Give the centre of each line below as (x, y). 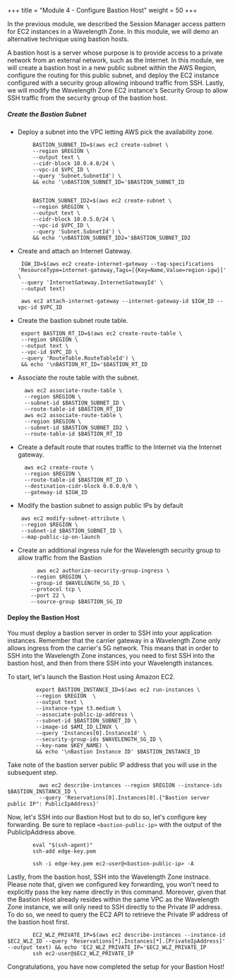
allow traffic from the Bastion (60, 557)
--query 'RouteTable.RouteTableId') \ (78, 358)
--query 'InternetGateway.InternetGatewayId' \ (92, 283)
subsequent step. (33, 773)
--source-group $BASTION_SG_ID (77, 601)
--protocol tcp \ (56, 589)
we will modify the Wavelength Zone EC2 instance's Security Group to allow (117, 90)
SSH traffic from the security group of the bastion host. (88, 98)
